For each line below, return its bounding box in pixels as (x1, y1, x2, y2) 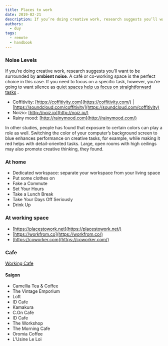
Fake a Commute (12, 181, 47, 187)
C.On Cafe (12, 309, 34, 316)
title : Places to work (5, 7, 52, 13)
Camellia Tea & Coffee (12, 283, 58, 289)
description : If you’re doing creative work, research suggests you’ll (5, 17, 157, 22)
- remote (9, 36, 28, 41)
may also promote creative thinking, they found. (5, 146, 104, 152)
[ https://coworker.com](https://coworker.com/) (12, 236, 109, 242)
